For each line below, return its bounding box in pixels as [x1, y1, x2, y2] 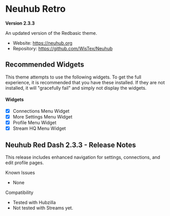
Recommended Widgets [5, 60, 84, 69]
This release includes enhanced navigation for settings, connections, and [5, 154, 160, 161]
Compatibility [5, 189, 33, 195]
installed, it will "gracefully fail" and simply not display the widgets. [5, 85, 147, 91]
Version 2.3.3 [5, 20, 35, 26]
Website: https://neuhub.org [12, 40, 73, 46]
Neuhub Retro [5, 3, 66, 15]
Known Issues [5, 170, 35, 176]
